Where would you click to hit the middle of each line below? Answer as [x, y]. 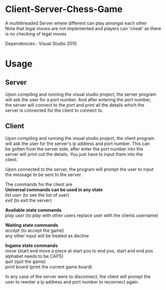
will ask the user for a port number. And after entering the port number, [78, 99]
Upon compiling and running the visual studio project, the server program [81, 94]
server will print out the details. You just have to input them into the [74, 154]
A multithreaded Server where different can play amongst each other [76, 23]
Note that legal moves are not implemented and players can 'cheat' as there [83, 28]
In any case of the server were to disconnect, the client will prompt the [78, 276]
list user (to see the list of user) [37, 195]
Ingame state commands [31, 245]
